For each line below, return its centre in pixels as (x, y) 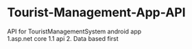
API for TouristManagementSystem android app (74, 31)
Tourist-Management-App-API (97, 13)
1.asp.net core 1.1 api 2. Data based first (63, 38)
